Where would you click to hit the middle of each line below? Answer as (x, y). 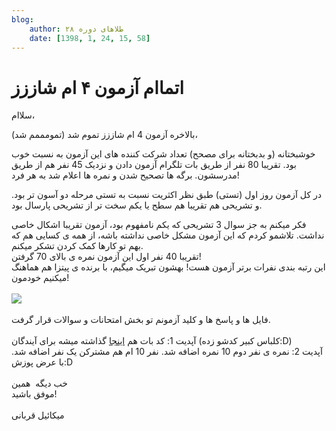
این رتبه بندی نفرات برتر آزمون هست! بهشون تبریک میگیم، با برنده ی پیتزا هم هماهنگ (168, 267)
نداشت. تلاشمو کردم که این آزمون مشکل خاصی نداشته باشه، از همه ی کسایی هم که (168, 235)
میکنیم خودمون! (40, 278)
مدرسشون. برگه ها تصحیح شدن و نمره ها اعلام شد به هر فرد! (125, 175)
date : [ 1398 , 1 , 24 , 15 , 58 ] (90, 38)
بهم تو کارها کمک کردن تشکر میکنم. (77, 246)
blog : (22, 19)
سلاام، (23, 115)
